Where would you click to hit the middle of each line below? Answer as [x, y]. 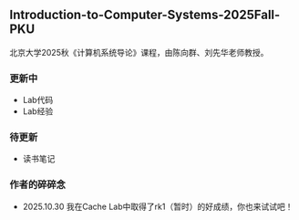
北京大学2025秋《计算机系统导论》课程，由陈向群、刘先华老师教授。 [139, 52]
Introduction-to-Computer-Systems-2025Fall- [145, 15]
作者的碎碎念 [38, 184]
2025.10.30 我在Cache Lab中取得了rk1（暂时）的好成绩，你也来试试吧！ [158, 206]
